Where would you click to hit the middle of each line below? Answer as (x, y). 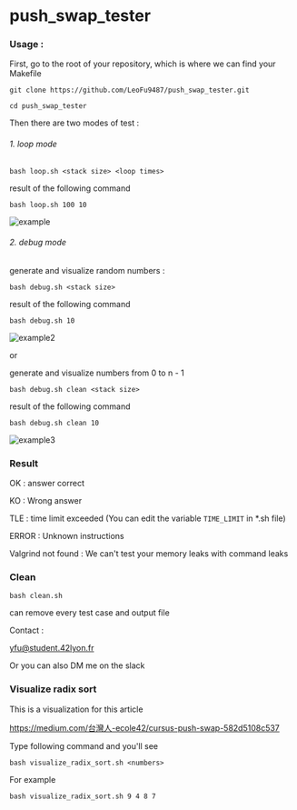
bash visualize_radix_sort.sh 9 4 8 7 (83, 796)
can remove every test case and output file (89, 613)
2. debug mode (38, 243)
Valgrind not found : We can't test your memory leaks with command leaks (149, 554)
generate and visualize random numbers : (87, 270)
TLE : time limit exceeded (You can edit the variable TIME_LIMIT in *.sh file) (148, 518)
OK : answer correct (47, 484)
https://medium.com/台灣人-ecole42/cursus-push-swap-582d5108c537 (144, 727)
